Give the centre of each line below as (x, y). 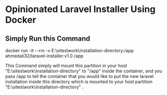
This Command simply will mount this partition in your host (66, 66)
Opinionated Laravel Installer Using (80, 9)
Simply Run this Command (48, 38)
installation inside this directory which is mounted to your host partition (79, 82)
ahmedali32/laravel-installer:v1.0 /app (44, 56)
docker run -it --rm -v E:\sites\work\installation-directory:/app (69, 51)
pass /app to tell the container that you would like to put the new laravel (79, 76)
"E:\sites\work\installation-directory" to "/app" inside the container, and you (84, 71)
